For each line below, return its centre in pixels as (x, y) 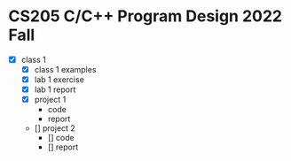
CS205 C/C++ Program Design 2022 (145, 16)
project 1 (50, 100)
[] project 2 (55, 128)
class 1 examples (65, 69)
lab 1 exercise (59, 80)
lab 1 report (55, 89)
